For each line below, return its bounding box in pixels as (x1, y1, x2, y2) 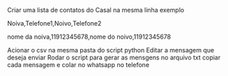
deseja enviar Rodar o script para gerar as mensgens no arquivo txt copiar (7, 53, 221, 61)
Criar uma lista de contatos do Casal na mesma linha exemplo (7, 6, 185, 14)
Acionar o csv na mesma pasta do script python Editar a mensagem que (7, 46, 215, 54)
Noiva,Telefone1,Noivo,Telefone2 (7, 19, 102, 27)
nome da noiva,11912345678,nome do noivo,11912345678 (7, 32, 172, 41)
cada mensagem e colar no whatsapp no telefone (7, 61, 150, 68)
